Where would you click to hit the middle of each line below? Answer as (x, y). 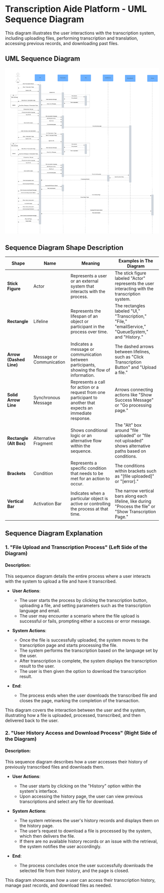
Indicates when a (88, 493)
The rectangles (130, 306)
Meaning (91, 263)
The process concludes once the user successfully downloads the (86, 865)
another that (83, 403)
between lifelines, (132, 352)
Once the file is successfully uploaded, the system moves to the (84, 640)
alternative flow (86, 441)
